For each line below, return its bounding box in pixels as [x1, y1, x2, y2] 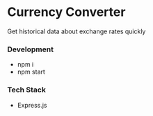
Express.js [17, 101, 47, 109]
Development [7, 44, 54, 54]
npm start [17, 67, 45, 76]
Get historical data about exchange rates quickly [7, 27, 146, 35]
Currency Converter [7, 4, 126, 20]
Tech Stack [7, 85, 47, 94]
